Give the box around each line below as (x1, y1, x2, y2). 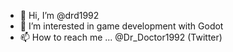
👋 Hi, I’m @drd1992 (19, 10, 100, 21)
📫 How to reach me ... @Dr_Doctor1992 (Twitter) (19, 31, 223, 43)
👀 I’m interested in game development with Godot (19, 20, 224, 32)
